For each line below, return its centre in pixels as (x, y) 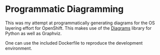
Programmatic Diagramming (64, 9)
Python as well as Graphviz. (33, 33)
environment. (19, 48)
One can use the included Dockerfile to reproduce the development (74, 43)
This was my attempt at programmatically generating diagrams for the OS (80, 23)
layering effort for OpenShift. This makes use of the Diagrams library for (79, 28)
